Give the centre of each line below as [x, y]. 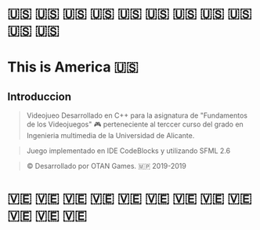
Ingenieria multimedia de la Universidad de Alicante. [110, 136]
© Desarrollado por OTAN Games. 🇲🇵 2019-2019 [107, 166]
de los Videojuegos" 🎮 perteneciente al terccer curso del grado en [135, 124]
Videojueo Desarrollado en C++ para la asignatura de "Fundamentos [137, 115]
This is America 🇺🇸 [73, 67]
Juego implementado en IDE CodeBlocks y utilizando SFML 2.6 [128, 151]
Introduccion [40, 96]
